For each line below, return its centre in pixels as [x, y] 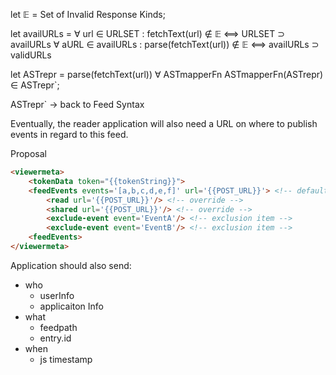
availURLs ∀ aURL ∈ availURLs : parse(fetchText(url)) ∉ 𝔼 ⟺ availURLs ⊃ [165, 44]
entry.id [55, 338]
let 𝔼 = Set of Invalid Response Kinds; [88, 14]
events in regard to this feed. [69, 134]
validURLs [31, 55]
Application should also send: [71, 265]
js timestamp [66, 359]
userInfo [57, 295]
